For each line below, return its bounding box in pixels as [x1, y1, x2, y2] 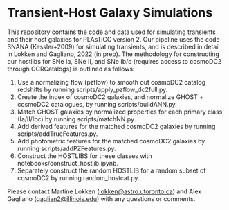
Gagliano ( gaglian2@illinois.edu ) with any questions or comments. [7, 194, 196, 202]
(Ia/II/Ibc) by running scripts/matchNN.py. [17, 114, 136, 123]
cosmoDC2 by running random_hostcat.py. [17, 173, 140, 182]
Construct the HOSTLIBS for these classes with [17, 151, 152, 160]
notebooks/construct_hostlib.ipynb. [17, 159, 119, 167]
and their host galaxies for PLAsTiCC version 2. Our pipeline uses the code [7, 35, 220, 43]
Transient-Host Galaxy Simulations [7, 5, 213, 21]
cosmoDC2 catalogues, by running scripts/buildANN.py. [17, 100, 178, 108]
